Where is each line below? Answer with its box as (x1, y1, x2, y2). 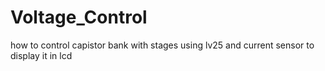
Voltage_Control (10, 6, 148, 29)
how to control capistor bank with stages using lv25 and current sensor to (10, 39, 315, 51)
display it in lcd (10, 49, 73, 61)
